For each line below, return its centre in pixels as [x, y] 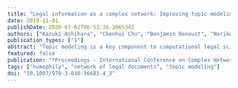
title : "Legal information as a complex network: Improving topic [107, 14]
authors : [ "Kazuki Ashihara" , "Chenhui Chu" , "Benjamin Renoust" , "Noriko [120, 34]
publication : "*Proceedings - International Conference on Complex [109, 60]
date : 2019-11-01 [33, 21]
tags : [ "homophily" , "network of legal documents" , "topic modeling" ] [114, 67]
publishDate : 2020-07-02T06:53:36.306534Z [71, 27]
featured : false [31, 54]
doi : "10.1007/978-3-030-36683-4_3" [61, 73]
